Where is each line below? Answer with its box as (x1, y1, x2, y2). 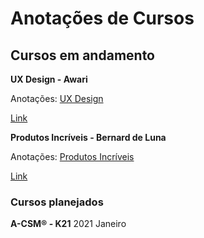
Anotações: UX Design (10, 93, 104, 104)
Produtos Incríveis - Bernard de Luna (10, 132, 167, 143)
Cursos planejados (10, 195, 104, 209)
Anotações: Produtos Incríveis (10, 151, 135, 162)
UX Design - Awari (10, 73, 88, 85)
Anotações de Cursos (10, 7, 195, 30)
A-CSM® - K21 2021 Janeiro (10, 218, 127, 230)
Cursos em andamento (10, 47, 155, 64)
